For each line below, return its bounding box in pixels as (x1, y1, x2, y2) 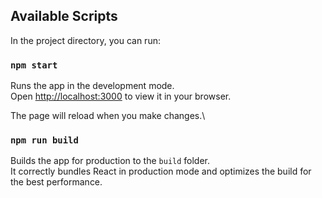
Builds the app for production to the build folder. (10, 155, 211, 167)
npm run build (10, 135, 79, 146)
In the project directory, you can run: (10, 34, 161, 46)
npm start (10, 59, 58, 71)
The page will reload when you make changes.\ (10, 110, 206, 122)
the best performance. (10, 176, 103, 188)
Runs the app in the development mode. (10, 80, 175, 92)
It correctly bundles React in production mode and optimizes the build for (10, 165, 312, 178)
